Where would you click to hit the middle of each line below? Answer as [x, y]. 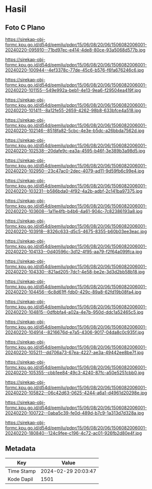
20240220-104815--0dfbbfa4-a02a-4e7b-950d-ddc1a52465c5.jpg [74, 312]
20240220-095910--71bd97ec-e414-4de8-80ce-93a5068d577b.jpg [75, 50]
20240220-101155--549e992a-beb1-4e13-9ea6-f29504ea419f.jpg [73, 90]
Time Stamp [22, 471]
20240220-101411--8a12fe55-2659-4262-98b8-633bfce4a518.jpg [73, 110]
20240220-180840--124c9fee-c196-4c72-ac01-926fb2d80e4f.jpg [74, 433]
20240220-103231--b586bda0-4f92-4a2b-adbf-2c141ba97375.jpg [74, 191]
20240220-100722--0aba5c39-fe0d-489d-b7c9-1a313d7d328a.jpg [75, 413]
